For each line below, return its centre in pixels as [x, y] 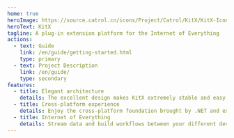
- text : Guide [34, 46]
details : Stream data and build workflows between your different [118, 124]
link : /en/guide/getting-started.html [76, 53]
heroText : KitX [29, 26]
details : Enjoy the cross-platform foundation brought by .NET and [119, 111]
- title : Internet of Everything [62, 117]
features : [22, 85]
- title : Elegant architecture [59, 91]
